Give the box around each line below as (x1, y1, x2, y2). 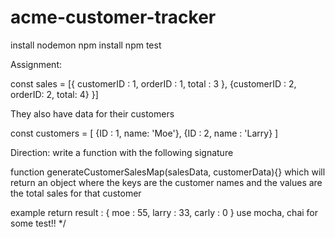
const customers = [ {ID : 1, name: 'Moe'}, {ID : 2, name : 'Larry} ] (10, 127, 279, 139)
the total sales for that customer (10, 187, 142, 199)
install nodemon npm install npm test (10, 39, 162, 51)
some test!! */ (10, 217, 67, 229)
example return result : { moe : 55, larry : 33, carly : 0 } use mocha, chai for (10, 206, 319, 218)
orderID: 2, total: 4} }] (10, 88, 99, 100)
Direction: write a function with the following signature (10, 146, 234, 158)
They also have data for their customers (10, 107, 175, 120)
